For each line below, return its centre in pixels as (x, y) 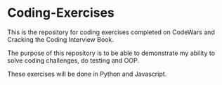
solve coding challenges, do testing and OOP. (73, 60)
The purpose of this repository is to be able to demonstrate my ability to (111, 53)
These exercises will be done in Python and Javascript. (87, 74)
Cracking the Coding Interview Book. (60, 39)
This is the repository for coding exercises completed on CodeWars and (111, 32)
